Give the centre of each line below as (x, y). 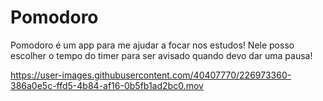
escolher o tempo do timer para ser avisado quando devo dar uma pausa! (161, 55)
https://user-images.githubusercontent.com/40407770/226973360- (151, 75)
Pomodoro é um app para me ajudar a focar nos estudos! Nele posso (152, 45)
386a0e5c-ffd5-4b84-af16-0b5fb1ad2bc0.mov (107, 85)
